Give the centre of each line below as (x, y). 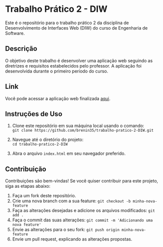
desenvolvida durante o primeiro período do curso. (57, 71)
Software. (15, 33)
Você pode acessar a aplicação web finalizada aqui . (58, 98)
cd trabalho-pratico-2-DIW (40, 144)
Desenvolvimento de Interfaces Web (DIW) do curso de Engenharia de (76, 28)
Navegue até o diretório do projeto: (48, 140)
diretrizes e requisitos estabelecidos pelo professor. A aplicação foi (73, 66)
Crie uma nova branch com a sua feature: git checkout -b (71, 201)
